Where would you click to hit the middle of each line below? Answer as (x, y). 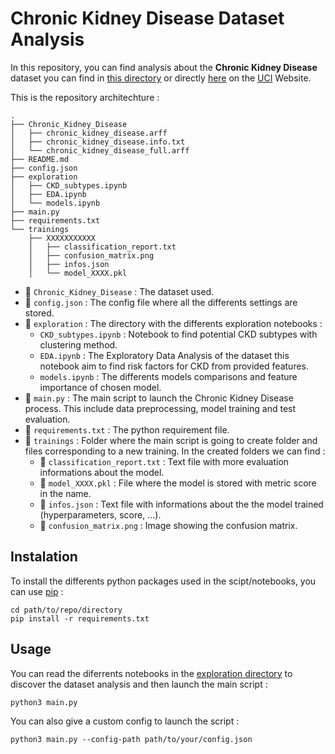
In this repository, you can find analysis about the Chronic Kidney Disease (164, 67)
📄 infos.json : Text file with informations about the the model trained (181, 504)
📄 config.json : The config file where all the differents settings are (161, 302)
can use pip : (37, 591)
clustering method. (78, 344)
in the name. (65, 493)
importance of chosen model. (100, 387)
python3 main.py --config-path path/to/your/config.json (131, 739)
